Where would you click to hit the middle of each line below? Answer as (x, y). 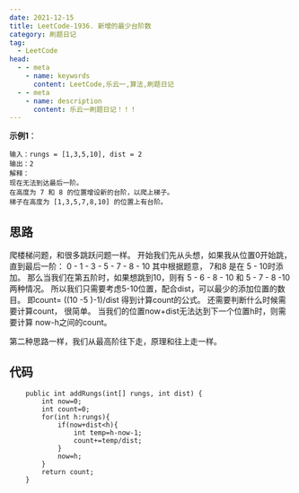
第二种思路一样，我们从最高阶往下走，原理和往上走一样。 (115, 342)
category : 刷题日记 (43, 34)
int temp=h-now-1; (108, 432)
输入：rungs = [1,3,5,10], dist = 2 (76, 155)
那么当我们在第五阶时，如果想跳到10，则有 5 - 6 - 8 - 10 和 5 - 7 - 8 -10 (158, 278)
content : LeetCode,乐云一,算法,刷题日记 (104, 84)
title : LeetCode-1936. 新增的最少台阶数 (80, 26)
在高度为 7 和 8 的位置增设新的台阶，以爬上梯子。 (92, 193)
